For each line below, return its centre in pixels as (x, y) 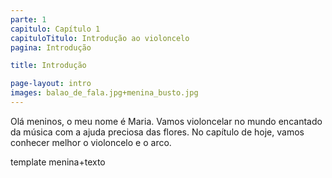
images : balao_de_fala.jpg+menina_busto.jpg (104, 93)
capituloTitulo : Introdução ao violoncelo (100, 38)
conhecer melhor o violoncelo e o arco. (91, 142)
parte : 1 (28, 19)
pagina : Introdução (51, 47)
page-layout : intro (51, 84)
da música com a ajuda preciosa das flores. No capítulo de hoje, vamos (157, 132)
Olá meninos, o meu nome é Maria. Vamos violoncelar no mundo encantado (166, 121)
